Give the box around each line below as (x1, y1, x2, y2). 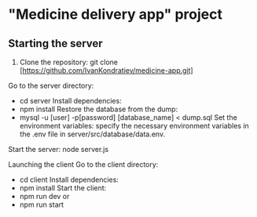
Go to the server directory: (8, 81, 94, 90)
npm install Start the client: (19, 183, 107, 193)
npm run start (19, 200, 64, 209)
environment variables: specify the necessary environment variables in (19, 121, 249, 130)
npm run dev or (19, 192, 70, 201)
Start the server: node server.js (8, 145, 108, 154)
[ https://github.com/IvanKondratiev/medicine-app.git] (19, 66, 194, 75)
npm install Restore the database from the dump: (19, 104, 178, 114)
